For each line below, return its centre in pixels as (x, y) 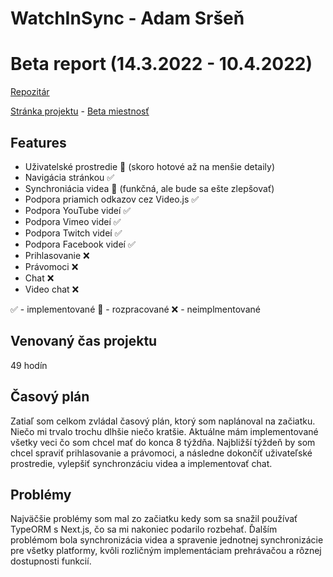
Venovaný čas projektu (84, 341)
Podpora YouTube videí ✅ (78, 210)
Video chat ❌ (52, 289)
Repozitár (30, 92)
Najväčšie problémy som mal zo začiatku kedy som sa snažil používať (154, 519)
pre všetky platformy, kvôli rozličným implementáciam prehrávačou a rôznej (166, 551)
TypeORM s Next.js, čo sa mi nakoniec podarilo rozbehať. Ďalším (144, 529)
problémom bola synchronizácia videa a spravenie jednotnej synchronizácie (167, 540)
